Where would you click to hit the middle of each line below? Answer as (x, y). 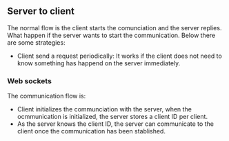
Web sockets (29, 80)
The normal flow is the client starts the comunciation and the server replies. (114, 28)
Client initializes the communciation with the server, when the (104, 109)
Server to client (41, 11)
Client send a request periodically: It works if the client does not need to (119, 56)
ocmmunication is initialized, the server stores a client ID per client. (112, 117)
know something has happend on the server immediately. (99, 63)
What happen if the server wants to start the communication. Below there (111, 35)
